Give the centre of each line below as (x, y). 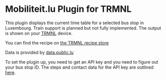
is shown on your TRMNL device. (39, 33)
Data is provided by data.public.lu (39, 52)
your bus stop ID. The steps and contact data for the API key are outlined (79, 67)
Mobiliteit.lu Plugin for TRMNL (68, 9)
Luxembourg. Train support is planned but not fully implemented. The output (83, 28)
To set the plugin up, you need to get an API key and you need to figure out (82, 62)
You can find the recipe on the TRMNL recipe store (57, 42)
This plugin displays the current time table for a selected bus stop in (75, 23)
